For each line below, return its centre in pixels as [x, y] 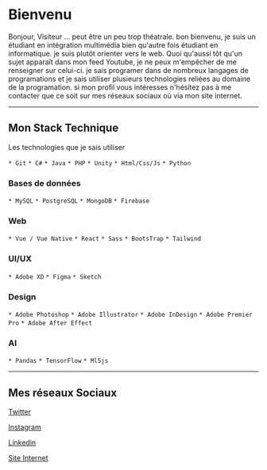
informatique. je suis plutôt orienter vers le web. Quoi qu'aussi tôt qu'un [126, 53]
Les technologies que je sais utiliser [67, 147]
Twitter [20, 412]
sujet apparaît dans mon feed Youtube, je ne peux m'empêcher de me [122, 62]
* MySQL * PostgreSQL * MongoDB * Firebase [79, 201]
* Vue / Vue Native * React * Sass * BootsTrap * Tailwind [105, 239]
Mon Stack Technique [64, 128]
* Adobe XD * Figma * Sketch [55, 277]
